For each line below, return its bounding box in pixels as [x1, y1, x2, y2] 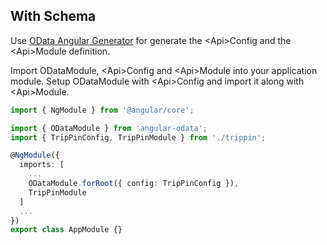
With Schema [10, 8, 97, 25]
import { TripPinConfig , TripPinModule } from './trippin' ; [10, 132, 267, 143]
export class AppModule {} [10, 225, 123, 235]
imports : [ [19, 160, 65, 170]
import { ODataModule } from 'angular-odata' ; [10, 123, 208, 133]
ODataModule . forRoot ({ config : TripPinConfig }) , [28, 179, 240, 189]
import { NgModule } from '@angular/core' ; [10, 105, 195, 115]
